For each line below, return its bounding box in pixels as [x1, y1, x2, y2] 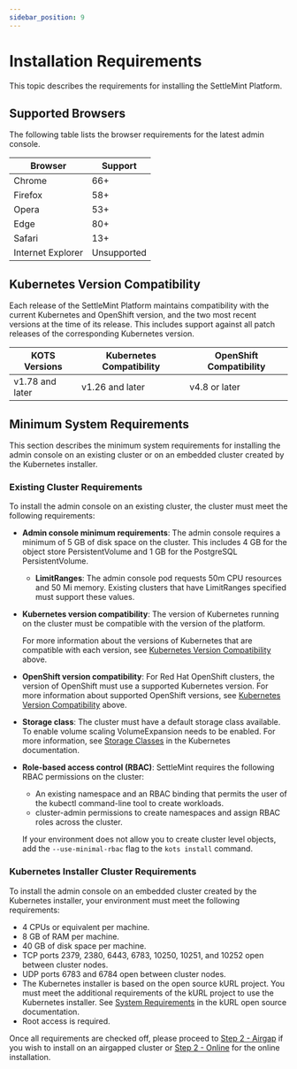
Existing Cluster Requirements [9, 481, 143, 493]
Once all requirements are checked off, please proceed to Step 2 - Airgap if [9, 1033, 284, 1043]
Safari [13, 232, 38, 244]
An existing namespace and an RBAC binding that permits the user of [34, 788, 287, 799]
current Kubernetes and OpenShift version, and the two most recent [9, 310, 256, 320]
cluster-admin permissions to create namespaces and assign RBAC [34, 807, 281, 819]
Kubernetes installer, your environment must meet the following [9, 895, 240, 905]
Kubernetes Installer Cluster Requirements [9, 865, 197, 878]
